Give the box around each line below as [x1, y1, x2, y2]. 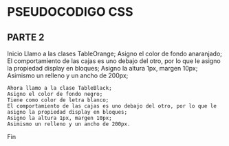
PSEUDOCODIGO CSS [7, 4, 133, 20]
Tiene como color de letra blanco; [7, 97, 109, 104]
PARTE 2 [7, 32, 45, 43]
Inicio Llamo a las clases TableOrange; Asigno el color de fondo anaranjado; [7, 49, 222, 58]
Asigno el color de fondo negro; [7, 90, 103, 97]
